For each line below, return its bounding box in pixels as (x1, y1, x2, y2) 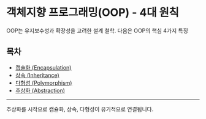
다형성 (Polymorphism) (15, 79, 72, 86)
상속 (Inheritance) (15, 71, 59, 79)
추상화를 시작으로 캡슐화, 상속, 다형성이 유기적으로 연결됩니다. (6, 105, 154, 113)
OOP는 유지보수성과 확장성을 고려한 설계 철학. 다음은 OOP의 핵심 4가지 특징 (6, 27, 188, 34)
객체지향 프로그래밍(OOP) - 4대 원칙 (6, 5, 180, 20)
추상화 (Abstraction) (15, 87, 66, 94)
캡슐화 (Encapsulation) (15, 63, 72, 71)
